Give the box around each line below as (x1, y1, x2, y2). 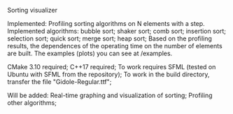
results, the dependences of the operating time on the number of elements (7, 42, 223, 50)
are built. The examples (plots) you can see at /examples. (7, 49, 173, 57)
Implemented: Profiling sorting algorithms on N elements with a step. (7, 20, 205, 27)
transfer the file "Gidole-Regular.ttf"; (7, 78, 112, 86)
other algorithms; (7, 99, 57, 107)
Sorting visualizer (7, 6, 58, 14)
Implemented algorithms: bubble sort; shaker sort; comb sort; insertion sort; (7, 27, 226, 35)
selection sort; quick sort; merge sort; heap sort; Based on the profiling (7, 34, 212, 43)
